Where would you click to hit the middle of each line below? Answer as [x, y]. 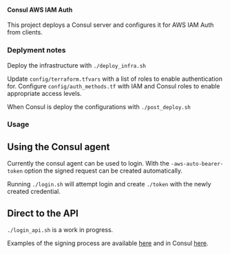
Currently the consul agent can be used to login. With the [88, 164]
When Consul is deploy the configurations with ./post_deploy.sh [99, 106]
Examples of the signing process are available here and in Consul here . [108, 243]
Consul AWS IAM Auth [40, 10]
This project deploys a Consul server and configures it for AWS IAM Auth [111, 25]
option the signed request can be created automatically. [103, 171]
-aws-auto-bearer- [197, 164]
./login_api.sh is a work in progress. [60, 230]
